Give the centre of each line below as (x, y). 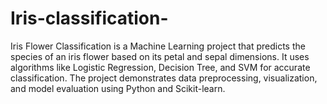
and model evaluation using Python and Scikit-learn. (118, 88)
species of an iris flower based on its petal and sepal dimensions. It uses (160, 56)
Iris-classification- (89, 18)
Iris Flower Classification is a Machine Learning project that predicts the (158, 46)
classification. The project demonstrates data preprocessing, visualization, (164, 78)
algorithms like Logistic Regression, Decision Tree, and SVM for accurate (160, 67)
